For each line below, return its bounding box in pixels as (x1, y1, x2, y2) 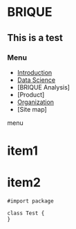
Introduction (17, 68, 53, 76)
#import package (7, 198, 54, 205)
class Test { (7, 210, 45, 217)
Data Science (17, 76, 56, 84)
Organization (17, 98, 54, 106)
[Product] (17, 90, 45, 99)
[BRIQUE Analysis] (17, 83, 70, 91)
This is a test (7, 32, 64, 44)
